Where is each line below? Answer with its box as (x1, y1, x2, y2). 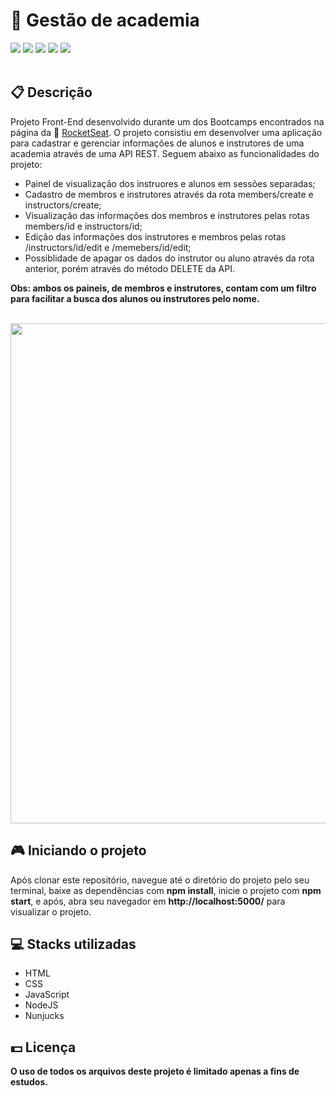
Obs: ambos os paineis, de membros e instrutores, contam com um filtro (10, 282, 317, 294)
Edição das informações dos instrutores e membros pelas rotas (24, 230, 287, 243)
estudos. (10, 1076, 48, 1088)
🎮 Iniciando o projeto (10, 842, 147, 859)
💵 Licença (10, 1039, 77, 1056)
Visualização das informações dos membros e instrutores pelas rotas (24, 209, 310, 221)
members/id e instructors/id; (24, 220, 143, 232)
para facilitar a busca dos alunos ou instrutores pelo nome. (10, 292, 260, 304)
